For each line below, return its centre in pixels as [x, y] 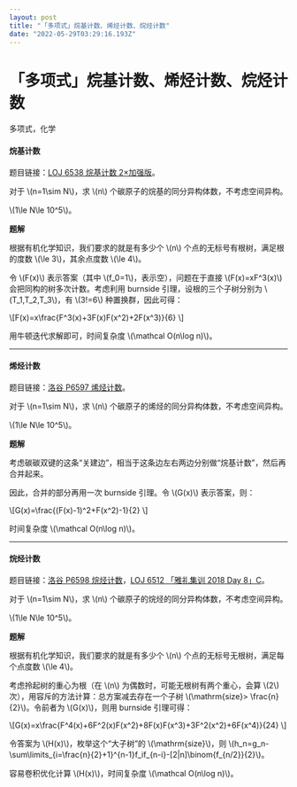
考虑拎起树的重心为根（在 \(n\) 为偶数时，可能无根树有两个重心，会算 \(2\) [145, 685]
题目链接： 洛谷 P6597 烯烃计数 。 [70, 387]
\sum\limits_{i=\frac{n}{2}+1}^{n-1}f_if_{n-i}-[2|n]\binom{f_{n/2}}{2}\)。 [139, 754]
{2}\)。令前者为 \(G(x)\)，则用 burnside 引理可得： [101, 707]
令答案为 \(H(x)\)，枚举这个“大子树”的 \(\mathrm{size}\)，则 [118, 743]
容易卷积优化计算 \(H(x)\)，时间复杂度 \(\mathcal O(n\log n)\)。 [124, 773]
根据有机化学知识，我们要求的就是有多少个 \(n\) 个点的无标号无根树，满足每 [147, 655]
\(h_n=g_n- [249, 743]
